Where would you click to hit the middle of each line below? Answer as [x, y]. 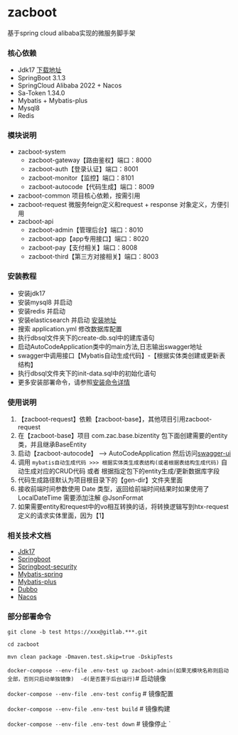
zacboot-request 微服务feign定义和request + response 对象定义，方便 [120, 204]
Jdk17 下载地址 [39, 70]
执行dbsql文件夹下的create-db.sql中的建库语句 [86, 338]
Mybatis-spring [40, 574]
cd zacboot [23, 644]
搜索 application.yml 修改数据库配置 [70, 328]
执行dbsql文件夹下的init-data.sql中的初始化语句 [87, 373]
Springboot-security [47, 567]
